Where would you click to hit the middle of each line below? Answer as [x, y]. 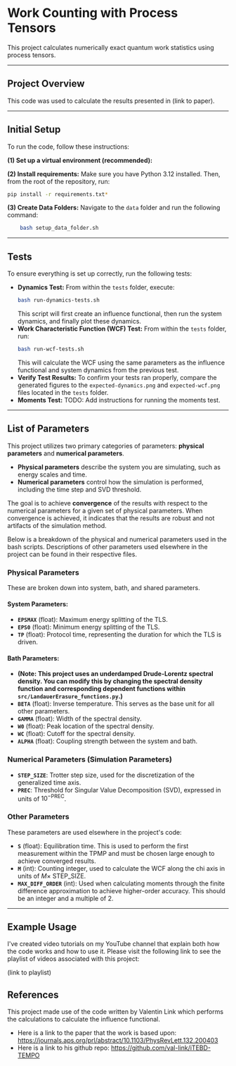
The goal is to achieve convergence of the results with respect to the [107, 503]
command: [23, 215]
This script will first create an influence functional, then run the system [120, 314]
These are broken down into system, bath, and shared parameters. [104, 587]
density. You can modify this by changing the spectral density [110, 681]
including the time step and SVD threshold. [79, 489]
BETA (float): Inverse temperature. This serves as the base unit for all [116, 704]
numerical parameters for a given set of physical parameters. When [105, 510]
